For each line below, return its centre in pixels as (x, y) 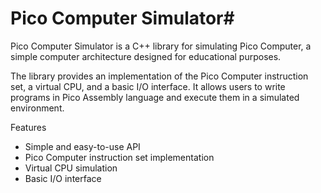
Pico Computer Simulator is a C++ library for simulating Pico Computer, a (161, 46)
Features (28, 127)
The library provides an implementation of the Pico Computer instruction (159, 76)
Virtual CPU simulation (71, 168)
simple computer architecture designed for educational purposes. (146, 56)
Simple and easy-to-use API (82, 146)
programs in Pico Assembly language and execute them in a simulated (155, 97)
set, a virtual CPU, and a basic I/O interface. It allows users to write (148, 86)
